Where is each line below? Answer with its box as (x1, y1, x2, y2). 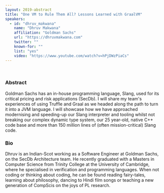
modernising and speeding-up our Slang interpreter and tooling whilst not (5, 111, 155, 117)
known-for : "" (14, 44, 43, 49)
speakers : (5, 16, 26, 21)
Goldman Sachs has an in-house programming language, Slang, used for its (5, 90, 160, 96)
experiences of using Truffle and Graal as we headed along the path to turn (5, 101, 159, 107)
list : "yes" (14, 48, 39, 53)
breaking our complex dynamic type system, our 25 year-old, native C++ (5, 117, 154, 123)
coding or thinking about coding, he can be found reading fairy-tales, (5, 172, 146, 178)
